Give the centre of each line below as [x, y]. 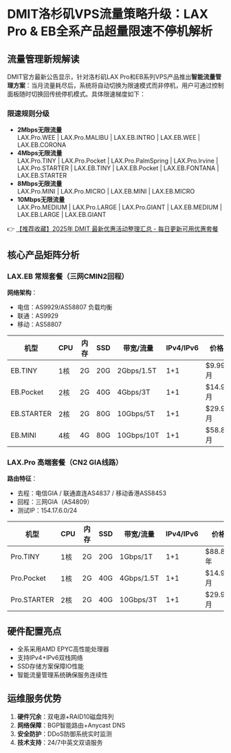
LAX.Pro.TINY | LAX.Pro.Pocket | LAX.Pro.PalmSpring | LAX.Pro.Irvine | [118, 161]
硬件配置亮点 [34, 631]
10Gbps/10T [138, 435]
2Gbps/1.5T [137, 371]
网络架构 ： [22, 292]
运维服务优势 [34, 699]
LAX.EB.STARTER [42, 176]
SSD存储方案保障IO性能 [51, 666]
